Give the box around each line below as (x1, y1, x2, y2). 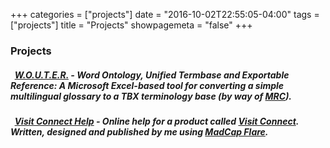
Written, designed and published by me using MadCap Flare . (10, 125, 269, 138)
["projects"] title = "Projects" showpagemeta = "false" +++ (10, 19, 253, 31)
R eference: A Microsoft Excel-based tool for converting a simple (10, 79, 285, 91)
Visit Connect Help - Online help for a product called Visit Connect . (14, 115, 300, 127)
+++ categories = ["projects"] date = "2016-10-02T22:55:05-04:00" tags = (10, 9, 320, 20)
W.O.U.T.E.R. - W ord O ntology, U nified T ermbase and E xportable (14, 69, 290, 81)
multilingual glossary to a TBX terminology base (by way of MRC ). (10, 90, 293, 102)
